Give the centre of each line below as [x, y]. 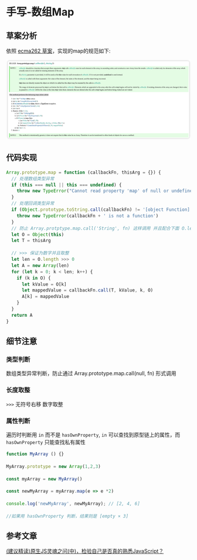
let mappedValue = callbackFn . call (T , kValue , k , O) [87, 290]
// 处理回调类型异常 [33, 204]
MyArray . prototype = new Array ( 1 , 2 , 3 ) [53, 466]
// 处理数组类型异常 [33, 178]
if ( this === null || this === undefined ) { [67, 185]
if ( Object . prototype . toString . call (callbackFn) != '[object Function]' [102, 210]
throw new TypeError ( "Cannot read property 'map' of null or [93, 191]
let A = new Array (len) [40, 266]
